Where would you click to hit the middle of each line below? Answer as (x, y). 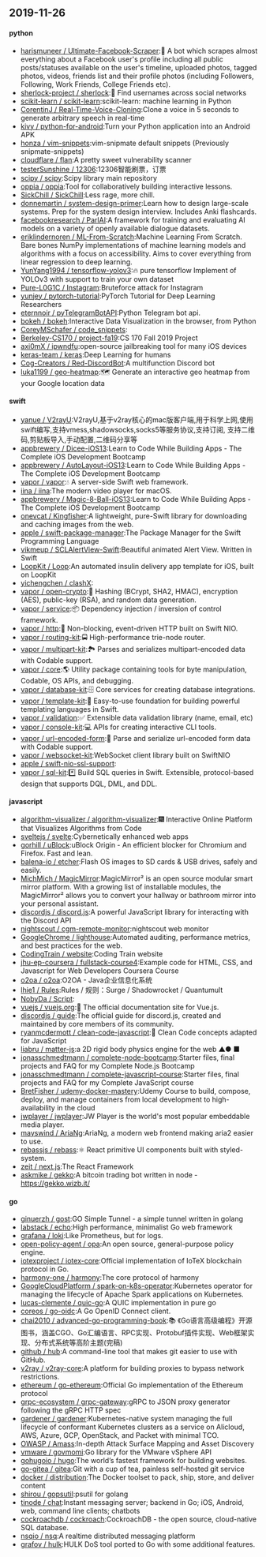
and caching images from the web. (77, 524)
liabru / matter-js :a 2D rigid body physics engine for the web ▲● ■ (130, 1049)
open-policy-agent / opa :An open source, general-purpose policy (127, 1244)
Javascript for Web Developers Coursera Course (99, 971)
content (33, 1486)
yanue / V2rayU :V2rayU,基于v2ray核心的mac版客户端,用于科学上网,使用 (137, 419)
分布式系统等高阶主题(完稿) (79, 1343)
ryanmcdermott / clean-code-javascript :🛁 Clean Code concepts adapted (139, 1032)
